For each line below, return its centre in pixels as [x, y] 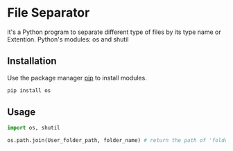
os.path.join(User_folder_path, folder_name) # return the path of [107, 141]
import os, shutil [34, 128]
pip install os [29, 90]
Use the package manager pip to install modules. [77, 78]
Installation [32, 61]
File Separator [49, 13]
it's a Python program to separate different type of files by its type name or [114, 32]
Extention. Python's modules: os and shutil [68, 39]
